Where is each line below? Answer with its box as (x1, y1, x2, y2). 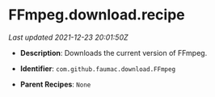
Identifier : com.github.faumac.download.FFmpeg (19, 63, 176, 74)
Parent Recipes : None (19, 79, 91, 89)
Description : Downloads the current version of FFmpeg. (19, 48, 208, 57)
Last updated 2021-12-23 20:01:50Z (8, 32, 129, 42)
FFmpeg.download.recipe (8, 6, 186, 24)
